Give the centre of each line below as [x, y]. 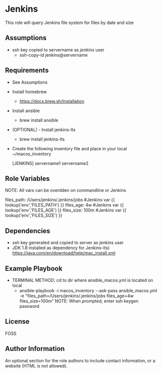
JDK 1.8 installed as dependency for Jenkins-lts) [61, 248]
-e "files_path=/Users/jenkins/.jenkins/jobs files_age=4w [77, 296]
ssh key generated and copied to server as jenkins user [68, 243]
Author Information [35, 349]
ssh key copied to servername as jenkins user [58, 49]
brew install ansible [39, 120]
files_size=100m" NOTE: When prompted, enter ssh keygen [79, 301]
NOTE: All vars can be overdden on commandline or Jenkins [66, 190]
